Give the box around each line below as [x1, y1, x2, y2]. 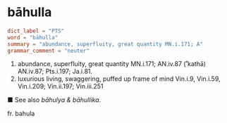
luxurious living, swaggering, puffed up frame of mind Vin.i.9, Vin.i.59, [17, 75, 221, 83]
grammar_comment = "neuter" [7, 47, 90, 54]
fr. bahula [7, 110, 35, 118]
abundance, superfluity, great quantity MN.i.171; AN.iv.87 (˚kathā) [17, 60, 207, 68]
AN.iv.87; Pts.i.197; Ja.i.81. [17, 67, 93, 76]
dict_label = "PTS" [7, 27, 65, 34]
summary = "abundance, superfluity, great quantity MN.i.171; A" [7, 40, 203, 48]
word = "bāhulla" [7, 34, 59, 41]
